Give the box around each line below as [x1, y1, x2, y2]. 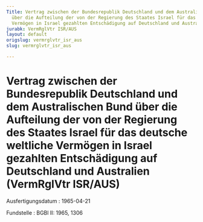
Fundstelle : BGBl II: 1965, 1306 [6, 209, 83, 216]
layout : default [6, 32, 47, 38]
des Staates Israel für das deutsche [6, 126, 188, 140]
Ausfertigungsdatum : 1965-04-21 [6, 197, 91, 204]
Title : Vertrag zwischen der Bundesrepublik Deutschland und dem [6, 8, 174, 15]
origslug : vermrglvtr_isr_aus [6, 37, 83, 43]
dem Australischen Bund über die [6, 100, 178, 114]
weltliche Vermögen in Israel [6, 139, 153, 152]
